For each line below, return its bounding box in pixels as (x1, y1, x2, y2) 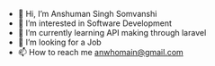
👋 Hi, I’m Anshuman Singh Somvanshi (17, 9, 157, 19)
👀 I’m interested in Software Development (17, 18, 173, 29)
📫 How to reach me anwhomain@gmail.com (17, 47, 184, 57)
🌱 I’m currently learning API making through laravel (17, 28, 207, 37)
